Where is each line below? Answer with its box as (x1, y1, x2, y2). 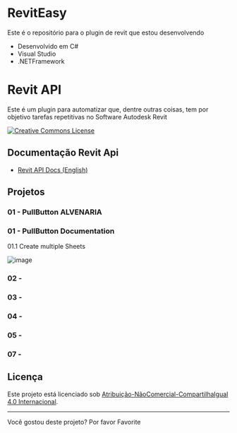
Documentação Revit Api (7, 147, 119, 159)
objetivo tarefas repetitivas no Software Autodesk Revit (7, 112, 168, 121)
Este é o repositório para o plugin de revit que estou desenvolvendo (7, 28, 205, 37)
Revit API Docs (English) (17, 165, 88, 174)
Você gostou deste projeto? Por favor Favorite (7, 417, 141, 426)
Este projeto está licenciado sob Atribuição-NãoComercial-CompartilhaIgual (7, 390, 229, 398)
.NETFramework (17, 57, 65, 65)
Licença (7, 371, 44, 383)
